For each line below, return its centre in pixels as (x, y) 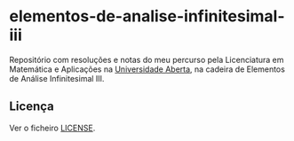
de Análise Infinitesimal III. (57, 78)
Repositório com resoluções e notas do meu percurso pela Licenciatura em (147, 59)
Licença (32, 107)
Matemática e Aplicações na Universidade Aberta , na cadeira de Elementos (147, 69)
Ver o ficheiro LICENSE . (52, 128)
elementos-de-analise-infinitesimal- (147, 16)
